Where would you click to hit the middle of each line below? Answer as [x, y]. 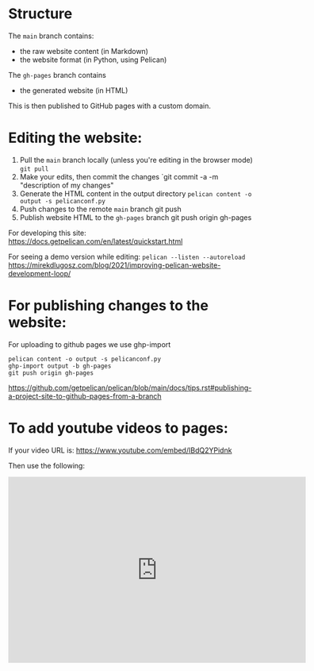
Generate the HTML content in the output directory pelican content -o [136, 193]
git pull [34, 169]
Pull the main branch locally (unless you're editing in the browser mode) [136, 160]
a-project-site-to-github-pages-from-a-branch [85, 396]
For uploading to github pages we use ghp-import [90, 344]
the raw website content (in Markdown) [84, 51]
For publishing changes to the [108, 306]
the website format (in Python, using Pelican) [93, 60]
